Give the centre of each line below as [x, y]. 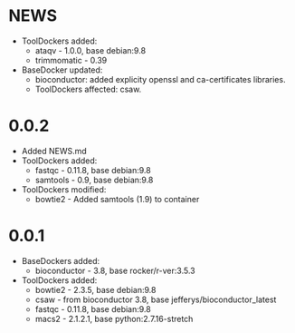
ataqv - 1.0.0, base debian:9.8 [90, 50]
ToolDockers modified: [64, 189]
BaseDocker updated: [62, 70]
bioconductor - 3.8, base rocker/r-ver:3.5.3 [115, 270]
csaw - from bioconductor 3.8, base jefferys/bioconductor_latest [156, 299]
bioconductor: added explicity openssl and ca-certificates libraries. [160, 79]
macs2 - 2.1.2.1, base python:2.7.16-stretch [114, 318]
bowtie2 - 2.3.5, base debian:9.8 [95, 289]
